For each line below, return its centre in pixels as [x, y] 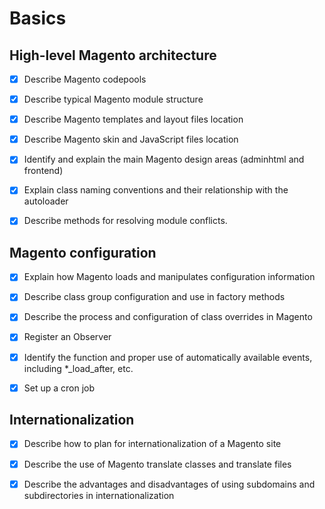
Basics [38, 18]
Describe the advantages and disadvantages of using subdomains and [169, 484]
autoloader [46, 201]
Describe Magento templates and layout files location [133, 119]
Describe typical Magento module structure [113, 99]
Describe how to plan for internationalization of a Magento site [152, 444]
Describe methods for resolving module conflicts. [125, 221]
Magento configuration [83, 252]
